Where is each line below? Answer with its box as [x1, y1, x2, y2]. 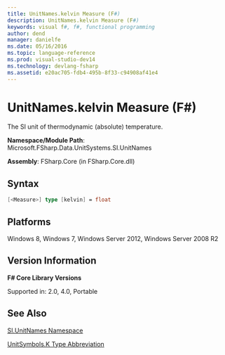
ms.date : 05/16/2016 [7, 43, 68, 50]
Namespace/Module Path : [7, 136, 86, 145]
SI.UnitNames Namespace [7, 326, 83, 335]
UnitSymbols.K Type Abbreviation [7, 340, 105, 348]
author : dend [7, 30, 46, 37]
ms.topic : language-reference [7, 50, 96, 57]
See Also [7, 307, 47, 320]
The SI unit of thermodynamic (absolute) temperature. [7, 122, 163, 131]
